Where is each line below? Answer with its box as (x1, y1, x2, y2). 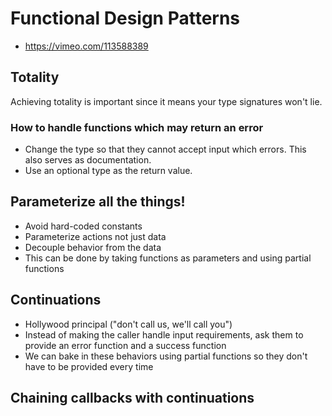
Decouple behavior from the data (24, 241, 162, 253)
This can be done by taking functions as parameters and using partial (24, 252, 312, 264)
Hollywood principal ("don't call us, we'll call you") (24, 318, 233, 330)
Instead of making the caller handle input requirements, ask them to (24, 328, 304, 341)
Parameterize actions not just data (24, 230, 167, 242)
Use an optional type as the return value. (24, 165, 193, 177)
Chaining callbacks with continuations (10, 390, 255, 407)
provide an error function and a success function (24, 339, 227, 351)
